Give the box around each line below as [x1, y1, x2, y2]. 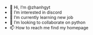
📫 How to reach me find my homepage [9, 25, 89, 30]
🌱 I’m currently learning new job [9, 15, 74, 20]
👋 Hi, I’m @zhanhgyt [9, 5, 51, 10]
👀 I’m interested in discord [9, 9, 62, 15]
